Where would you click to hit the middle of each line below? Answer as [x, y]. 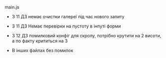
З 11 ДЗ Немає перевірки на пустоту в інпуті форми [66, 26]
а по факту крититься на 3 [40, 41]
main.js [12, 7]
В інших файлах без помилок [42, 50]
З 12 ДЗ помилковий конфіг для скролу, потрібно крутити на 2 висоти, [86, 36]
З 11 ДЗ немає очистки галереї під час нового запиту [68, 16]
